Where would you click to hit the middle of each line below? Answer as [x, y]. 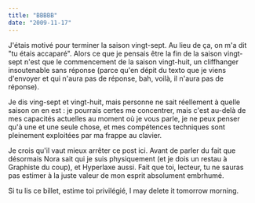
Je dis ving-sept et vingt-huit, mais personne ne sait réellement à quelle [124, 102]
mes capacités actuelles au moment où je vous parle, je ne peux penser [124, 118]
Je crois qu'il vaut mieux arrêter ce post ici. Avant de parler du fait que [122, 150]
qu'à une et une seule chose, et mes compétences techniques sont [117, 127]
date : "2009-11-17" [40, 23]
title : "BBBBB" [33, 15]
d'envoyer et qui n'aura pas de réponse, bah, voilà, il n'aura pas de [116, 78]
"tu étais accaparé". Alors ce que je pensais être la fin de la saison [115, 53]
